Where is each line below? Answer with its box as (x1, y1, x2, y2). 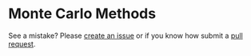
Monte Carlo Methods (8, 5, 157, 23)
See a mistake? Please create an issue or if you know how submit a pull (8, 31, 244, 40)
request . (8, 39, 36, 48)
